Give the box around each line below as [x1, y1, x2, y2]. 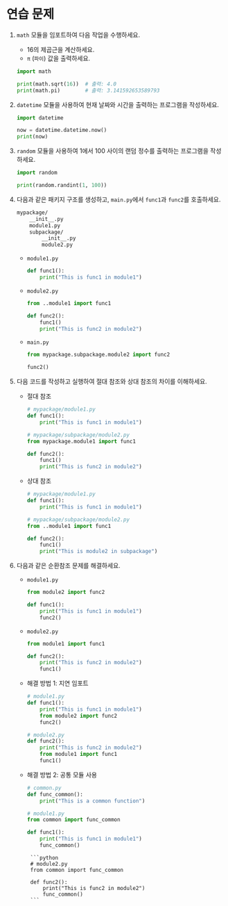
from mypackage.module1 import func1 [26, 438, 137, 445]
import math [16, 67, 51, 75]
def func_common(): [26, 791, 84, 798]
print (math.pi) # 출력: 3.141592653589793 [16, 87, 160, 94]
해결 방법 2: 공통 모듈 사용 [26, 771, 98, 779]
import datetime [16, 114, 64, 122]
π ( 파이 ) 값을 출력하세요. [26, 53, 91, 63]
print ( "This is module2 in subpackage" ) [40, 548, 158, 555]
